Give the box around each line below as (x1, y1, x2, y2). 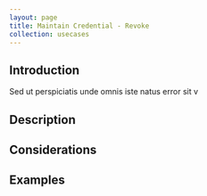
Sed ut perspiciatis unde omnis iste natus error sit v (9, 86, 199, 97)
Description (9, 112, 76, 127)
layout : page (9, 12, 58, 22)
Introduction (9, 62, 80, 78)
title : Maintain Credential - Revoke (9, 21, 150, 30)
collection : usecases (9, 29, 90, 38)
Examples (9, 173, 65, 188)
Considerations (9, 142, 97, 157)
